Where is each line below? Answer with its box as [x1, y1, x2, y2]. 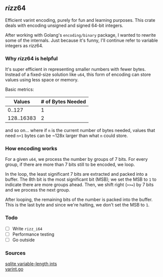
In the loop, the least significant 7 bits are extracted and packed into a [5, 171, 148, 177]
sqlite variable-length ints [5, 261, 57, 267]
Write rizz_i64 [12, 225, 43, 231]
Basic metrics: [5, 86, 34, 92]
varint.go [5, 266, 24, 272]
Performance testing [12, 231, 54, 237]
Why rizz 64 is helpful [5, 55, 58, 62]
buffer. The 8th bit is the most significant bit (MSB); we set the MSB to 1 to [5, 176, 157, 183]
